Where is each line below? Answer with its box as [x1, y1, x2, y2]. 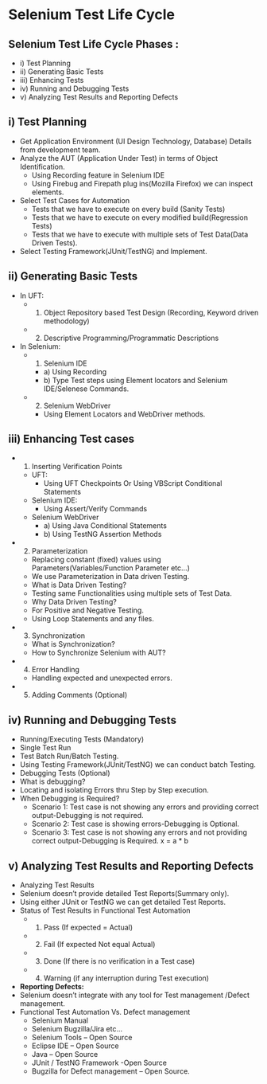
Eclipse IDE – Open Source [31, 1041, 119, 1051]
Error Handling [31, 665, 79, 675]
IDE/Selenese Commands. [43, 384, 130, 393]
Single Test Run [19, 743, 72, 753]
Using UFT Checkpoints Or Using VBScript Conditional [43, 479, 222, 488]
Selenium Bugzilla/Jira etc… [31, 1024, 123, 1034]
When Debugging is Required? [19, 794, 120, 804]
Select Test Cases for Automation [19, 195, 130, 205]
